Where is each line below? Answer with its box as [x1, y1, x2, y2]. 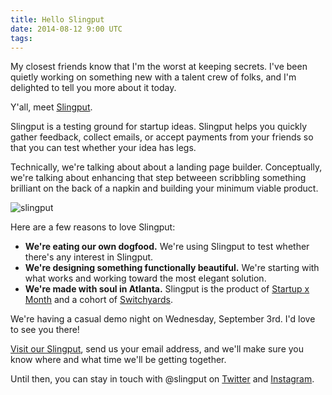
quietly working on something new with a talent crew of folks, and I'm [10, 71, 297, 83]
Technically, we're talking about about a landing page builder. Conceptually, [10, 161, 323, 173]
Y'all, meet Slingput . [10, 101, 93, 113]
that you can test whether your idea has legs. [10, 142, 197, 154]
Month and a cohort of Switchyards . [24, 294, 173, 306]
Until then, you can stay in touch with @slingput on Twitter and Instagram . [10, 373, 315, 385]
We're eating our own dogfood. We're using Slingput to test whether [24, 241, 310, 253]
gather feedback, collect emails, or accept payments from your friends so [10, 131, 314, 143]
